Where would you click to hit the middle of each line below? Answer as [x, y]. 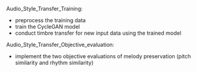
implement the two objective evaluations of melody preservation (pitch [103, 56]
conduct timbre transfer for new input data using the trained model [98, 33]
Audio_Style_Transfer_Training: [44, 9]
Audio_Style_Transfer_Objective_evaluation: [60, 45]
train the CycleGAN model [47, 27]
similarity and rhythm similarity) [54, 63]
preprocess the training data [50, 20]
